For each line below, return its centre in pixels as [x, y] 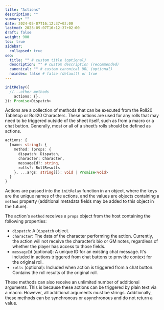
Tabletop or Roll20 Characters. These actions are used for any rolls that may [82, 116]
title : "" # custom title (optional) [48, 60]
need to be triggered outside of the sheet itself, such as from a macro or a [80, 121]
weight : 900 [17, 37]
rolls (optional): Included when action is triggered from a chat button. [83, 267]
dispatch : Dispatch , [39, 154]
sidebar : [14, 46]
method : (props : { [33, 150]
